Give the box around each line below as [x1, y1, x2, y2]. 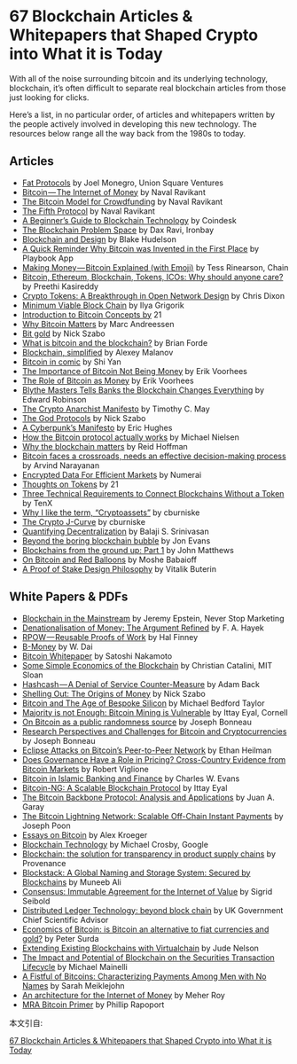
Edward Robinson [21, 394, 87, 404]
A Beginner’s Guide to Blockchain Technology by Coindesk [21, 215, 237, 225]
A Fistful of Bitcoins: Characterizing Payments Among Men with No [21, 971, 267, 982]
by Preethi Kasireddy [21, 281, 99, 292]
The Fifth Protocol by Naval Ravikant [21, 206, 155, 216]
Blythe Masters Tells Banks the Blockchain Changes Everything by [21, 384, 264, 395]
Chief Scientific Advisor [21, 914, 109, 925]
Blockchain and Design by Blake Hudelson [21, 233, 177, 245]
